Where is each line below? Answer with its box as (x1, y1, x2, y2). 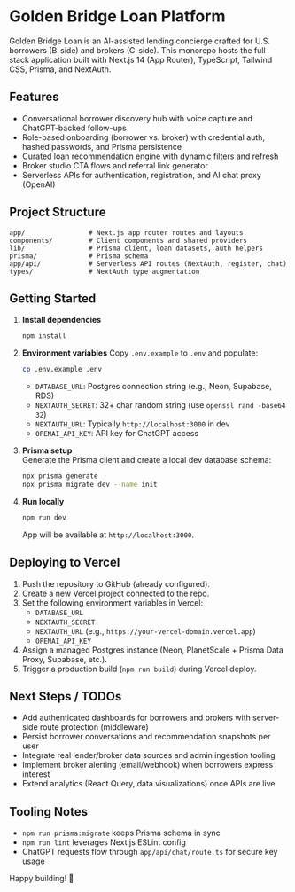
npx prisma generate (21, 472, 98, 481)
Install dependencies (21, 315, 102, 325)
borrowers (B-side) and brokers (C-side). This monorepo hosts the (9, 44, 252, 55)
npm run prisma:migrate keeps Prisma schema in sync (21, 827, 221, 839)
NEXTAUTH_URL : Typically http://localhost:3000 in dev (35, 419, 230, 429)
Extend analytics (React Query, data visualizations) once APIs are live (21, 779, 276, 789)
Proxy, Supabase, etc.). (21, 653, 108, 664)
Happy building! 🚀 (9, 873, 74, 884)
